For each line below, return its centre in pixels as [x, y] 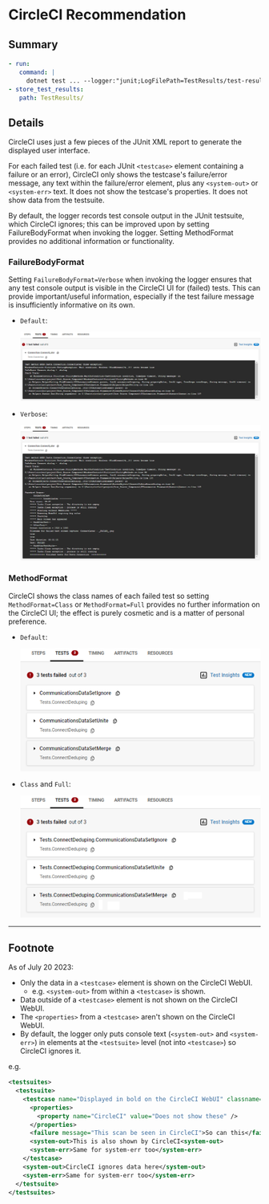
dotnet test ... [53, 81]
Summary [33, 45]
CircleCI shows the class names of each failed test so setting [109, 596]
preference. [28, 621]
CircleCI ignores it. [50, 1051]
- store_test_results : [46, 89]
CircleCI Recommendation [97, 15]
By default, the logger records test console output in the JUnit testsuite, [126, 216]
